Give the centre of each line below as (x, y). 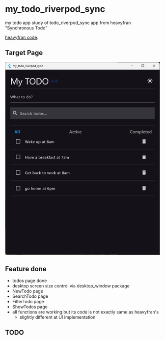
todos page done (29, 281)
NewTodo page (27, 291)
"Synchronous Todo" (26, 28)
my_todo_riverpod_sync (55, 9)
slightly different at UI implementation (57, 317)
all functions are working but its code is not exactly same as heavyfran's (85, 312)
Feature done (26, 269)
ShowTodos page (30, 307)
